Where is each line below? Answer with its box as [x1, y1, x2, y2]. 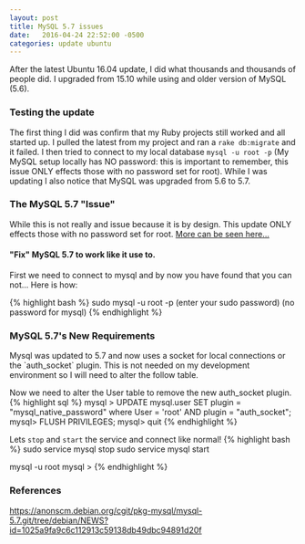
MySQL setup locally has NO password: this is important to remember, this [9, 156, 289, 167]
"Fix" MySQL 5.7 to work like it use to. [9, 249, 157, 260]
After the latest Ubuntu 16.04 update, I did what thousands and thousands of [9, 64, 296, 75]
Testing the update [9, 106, 96, 119]
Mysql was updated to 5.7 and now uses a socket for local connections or [9, 350, 286, 361]
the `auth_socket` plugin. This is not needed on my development [9, 360, 250, 371]
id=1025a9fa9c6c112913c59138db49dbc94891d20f [9, 524, 202, 535]
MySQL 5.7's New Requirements [9, 330, 156, 342]
